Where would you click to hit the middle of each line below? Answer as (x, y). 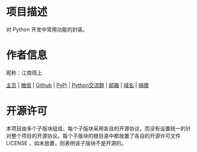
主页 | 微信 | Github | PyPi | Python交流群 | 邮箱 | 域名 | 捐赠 (78, 85)
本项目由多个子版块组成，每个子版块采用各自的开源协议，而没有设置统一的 (96, 128)
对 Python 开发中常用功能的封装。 (47, 29)
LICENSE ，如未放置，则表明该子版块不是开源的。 (67, 143)
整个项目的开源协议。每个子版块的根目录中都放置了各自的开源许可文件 (96, 136)
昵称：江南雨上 (24, 72)
